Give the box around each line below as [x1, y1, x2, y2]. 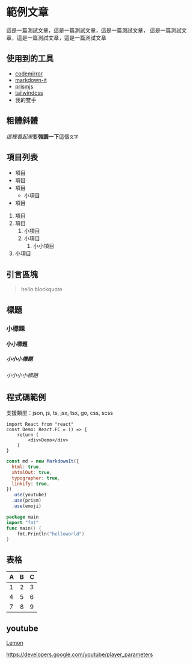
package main [6, 514, 39, 520]
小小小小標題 [6, 372, 38, 379]
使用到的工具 [6, 54, 54, 64]
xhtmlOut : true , [11, 469, 52, 475]
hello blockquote [20, 286, 63, 293]
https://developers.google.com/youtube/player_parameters [6, 651, 153, 658]
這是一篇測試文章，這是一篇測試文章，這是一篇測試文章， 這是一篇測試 [6, 27, 182, 34]
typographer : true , [11, 475, 61, 481]
